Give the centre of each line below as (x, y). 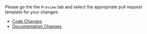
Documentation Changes (37, 26)
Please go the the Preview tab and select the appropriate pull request (74, 7)
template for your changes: (32, 12)
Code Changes (27, 21)
